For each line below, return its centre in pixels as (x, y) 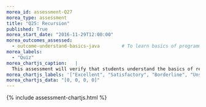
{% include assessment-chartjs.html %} (57, 98)
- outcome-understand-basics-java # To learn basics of (94, 46)
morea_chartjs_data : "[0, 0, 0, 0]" (53, 80)
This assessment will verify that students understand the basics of (102, 69)
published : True (27, 29)
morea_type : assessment (37, 18)
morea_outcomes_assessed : (39, 40)
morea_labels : (25, 52)
